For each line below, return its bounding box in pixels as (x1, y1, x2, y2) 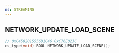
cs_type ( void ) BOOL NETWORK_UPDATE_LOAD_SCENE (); (5, 43, 111, 49)
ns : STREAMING (5, 7, 35, 12)
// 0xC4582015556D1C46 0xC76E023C (5, 39, 77, 44)
